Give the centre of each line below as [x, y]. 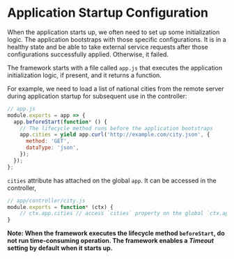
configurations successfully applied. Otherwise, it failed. [88, 54]
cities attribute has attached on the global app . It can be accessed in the [112, 180]
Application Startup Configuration [108, 13]
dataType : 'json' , [52, 148]
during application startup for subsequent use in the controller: [97, 96]
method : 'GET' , [48, 141]
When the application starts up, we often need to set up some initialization [114, 32]
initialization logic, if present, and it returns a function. [85, 75]
